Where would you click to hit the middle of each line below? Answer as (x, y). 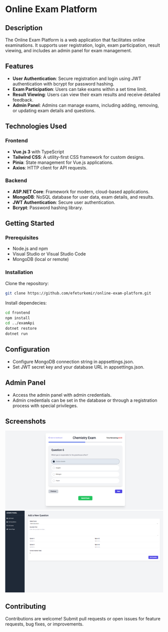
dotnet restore (21, 329)
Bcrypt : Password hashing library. (48, 208)
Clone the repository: (27, 283)
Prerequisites (22, 238)
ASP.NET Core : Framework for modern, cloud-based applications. (81, 192)
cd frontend (18, 313)
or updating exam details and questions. (54, 110)
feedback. (23, 100)
